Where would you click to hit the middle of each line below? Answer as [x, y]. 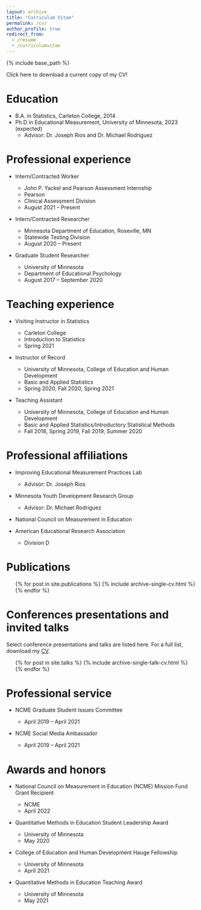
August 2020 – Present [53, 243]
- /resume [24, 40]
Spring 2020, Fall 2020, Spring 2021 [69, 388]
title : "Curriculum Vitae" [40, 18]
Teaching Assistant [39, 400]
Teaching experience [60, 304]
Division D [37, 543]
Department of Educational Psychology [73, 273]
